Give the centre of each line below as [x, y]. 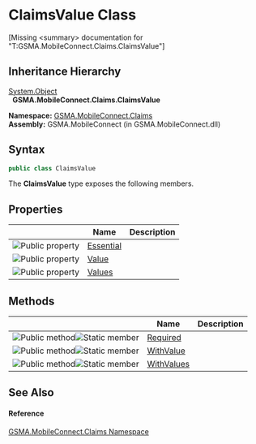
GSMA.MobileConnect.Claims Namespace [79, 431]
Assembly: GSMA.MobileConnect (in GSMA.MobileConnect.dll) [115, 124]
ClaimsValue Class [72, 15]
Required [164, 338]
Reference [26, 414]
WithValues [169, 364]
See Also [31, 392]
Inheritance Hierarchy [65, 72]
